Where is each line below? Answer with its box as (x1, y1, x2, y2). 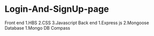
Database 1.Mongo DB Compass (4, 25, 70, 31)
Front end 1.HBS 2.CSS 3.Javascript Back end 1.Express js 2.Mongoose (4, 20, 149, 26)
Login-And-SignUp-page (4, 3, 109, 15)
